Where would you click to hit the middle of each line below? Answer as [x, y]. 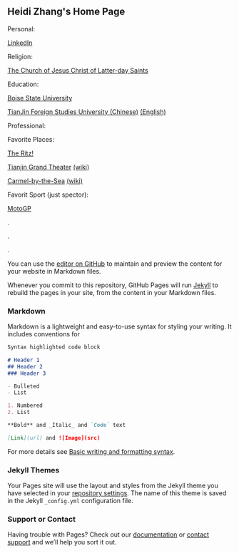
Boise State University [40, 98]
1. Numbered [25, 405]
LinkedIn [20, 43]
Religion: [20, 56]
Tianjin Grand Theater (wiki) [49, 167]
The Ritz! [21, 153]
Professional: [27, 125]
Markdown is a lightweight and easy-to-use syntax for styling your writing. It [119, 326]
